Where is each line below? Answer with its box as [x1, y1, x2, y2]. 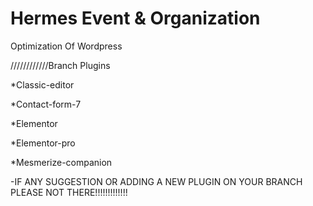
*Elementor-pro [10, 137, 76, 149]
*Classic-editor [10, 78, 75, 91]
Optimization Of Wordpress [10, 40, 123, 52]
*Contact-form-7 [10, 98, 82, 110]
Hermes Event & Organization [10, 7, 261, 30]
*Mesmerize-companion [10, 156, 113, 168]
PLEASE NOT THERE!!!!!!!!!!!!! [10, 186, 128, 198]
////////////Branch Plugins [10, 59, 111, 71]
